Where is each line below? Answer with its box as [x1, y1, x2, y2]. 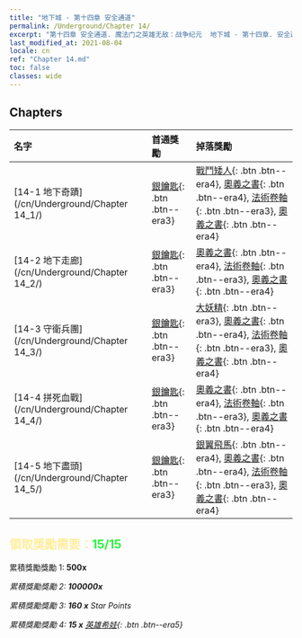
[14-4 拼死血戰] [13, 391, 84, 403]
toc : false [9, 64, 50, 73]
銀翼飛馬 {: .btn [196, 438, 257, 450]
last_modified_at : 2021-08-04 [9, 38, 123, 48]
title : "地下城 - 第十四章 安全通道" [9, 13, 136, 22]
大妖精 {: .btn [196, 301, 248, 314]
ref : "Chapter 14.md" [9, 55, 91, 64]
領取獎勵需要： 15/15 [9, 536, 122, 552]
